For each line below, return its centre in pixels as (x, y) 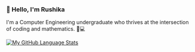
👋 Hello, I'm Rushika (35, 9)
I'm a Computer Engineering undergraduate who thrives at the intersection (97, 22)
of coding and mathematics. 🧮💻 (46, 29)
